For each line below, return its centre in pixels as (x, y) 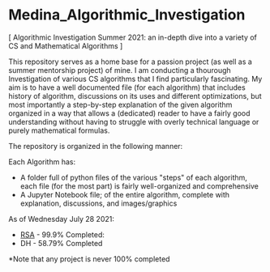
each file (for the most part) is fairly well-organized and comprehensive (139, 186)
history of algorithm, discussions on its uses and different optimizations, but (135, 96)
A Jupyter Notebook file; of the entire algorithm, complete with (124, 194)
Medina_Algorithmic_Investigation (127, 15)
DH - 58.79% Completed (61, 243)
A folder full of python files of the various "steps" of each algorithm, (133, 177)
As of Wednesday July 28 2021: (62, 219)
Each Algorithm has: (42, 161)
